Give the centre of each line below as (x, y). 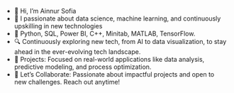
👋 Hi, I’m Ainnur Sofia (45, 11)
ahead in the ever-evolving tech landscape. (77, 52)
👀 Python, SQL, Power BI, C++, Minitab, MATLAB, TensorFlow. (105, 33)
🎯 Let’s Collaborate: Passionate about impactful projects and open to (114, 74)
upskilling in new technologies (58, 26)
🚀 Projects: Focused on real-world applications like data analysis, (109, 59)
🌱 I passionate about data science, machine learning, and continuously (117, 18)
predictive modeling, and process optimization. (83, 67)
